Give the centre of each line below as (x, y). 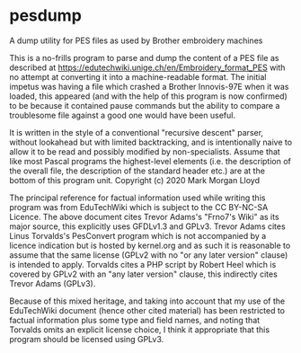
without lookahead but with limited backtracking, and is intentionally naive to (151, 142)
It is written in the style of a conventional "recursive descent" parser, (136, 132)
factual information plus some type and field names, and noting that (135, 320)
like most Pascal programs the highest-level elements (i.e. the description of (150, 161)
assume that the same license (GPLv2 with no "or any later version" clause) (149, 255)
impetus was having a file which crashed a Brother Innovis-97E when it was (149, 86)
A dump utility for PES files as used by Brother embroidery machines (136, 40)
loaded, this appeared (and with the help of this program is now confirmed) (148, 96)
